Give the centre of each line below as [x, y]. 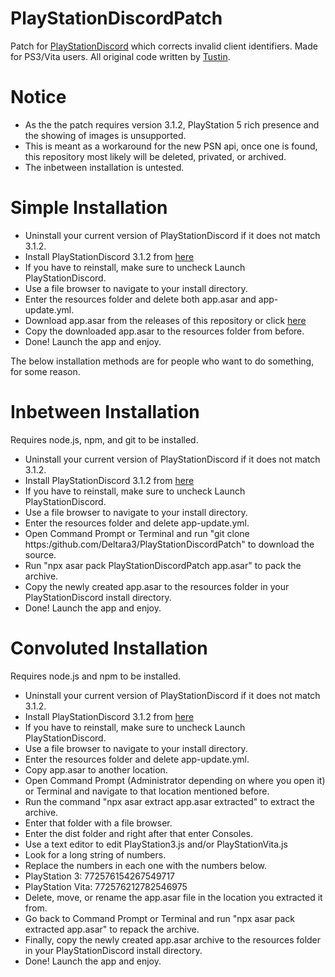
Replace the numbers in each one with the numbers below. [145, 865]
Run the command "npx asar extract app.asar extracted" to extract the [170, 801]
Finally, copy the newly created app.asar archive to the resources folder [173, 939]
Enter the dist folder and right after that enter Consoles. [138, 833]
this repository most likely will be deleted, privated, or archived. [155, 156]
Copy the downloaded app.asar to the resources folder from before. [164, 331]
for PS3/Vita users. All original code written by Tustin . [120, 56]
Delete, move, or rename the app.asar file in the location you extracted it [173, 897]
